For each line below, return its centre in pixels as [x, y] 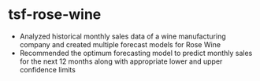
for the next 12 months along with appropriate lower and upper [121, 61]
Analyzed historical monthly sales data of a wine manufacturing [123, 36]
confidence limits [48, 69]
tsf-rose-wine [55, 15]
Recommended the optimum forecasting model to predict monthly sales [136, 53]
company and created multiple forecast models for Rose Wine [120, 44]
